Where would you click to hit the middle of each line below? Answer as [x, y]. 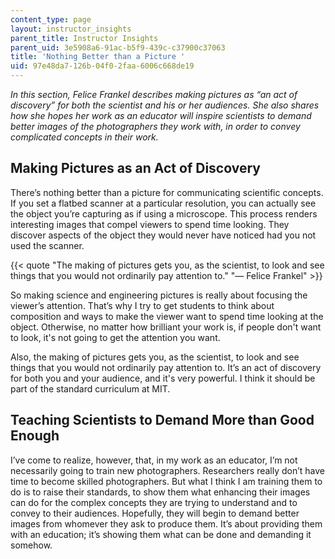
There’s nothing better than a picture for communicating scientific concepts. [167, 192]
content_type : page [51, 19]
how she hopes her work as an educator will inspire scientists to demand [161, 115]
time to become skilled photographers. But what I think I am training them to [166, 481]
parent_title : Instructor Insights [84, 38]
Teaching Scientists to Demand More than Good [162, 420]
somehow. [31, 545]
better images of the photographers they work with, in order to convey [155, 126]
